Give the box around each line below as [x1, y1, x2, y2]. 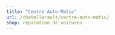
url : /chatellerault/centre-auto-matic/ [6, 14, 110, 20]
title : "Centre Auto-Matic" [6, 8, 77, 15]
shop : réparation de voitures [6, 20, 83, 26]
